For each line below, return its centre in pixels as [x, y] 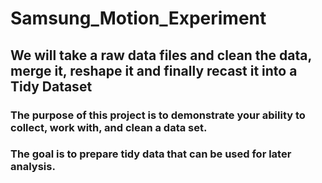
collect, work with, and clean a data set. [109, 127]
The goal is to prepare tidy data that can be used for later [151, 154]
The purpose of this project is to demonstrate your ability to [158, 115]
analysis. [33, 167]
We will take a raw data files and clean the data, [161, 55]
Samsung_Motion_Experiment [138, 18]
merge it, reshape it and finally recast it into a [154, 70]
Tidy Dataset [51, 86]
